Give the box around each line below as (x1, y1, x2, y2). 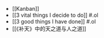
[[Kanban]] (11, 5, 39, 12)
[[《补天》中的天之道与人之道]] (11, 25, 86, 32)
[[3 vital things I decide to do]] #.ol (11, 11, 99, 19)
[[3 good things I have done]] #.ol (11, 18, 96, 25)
